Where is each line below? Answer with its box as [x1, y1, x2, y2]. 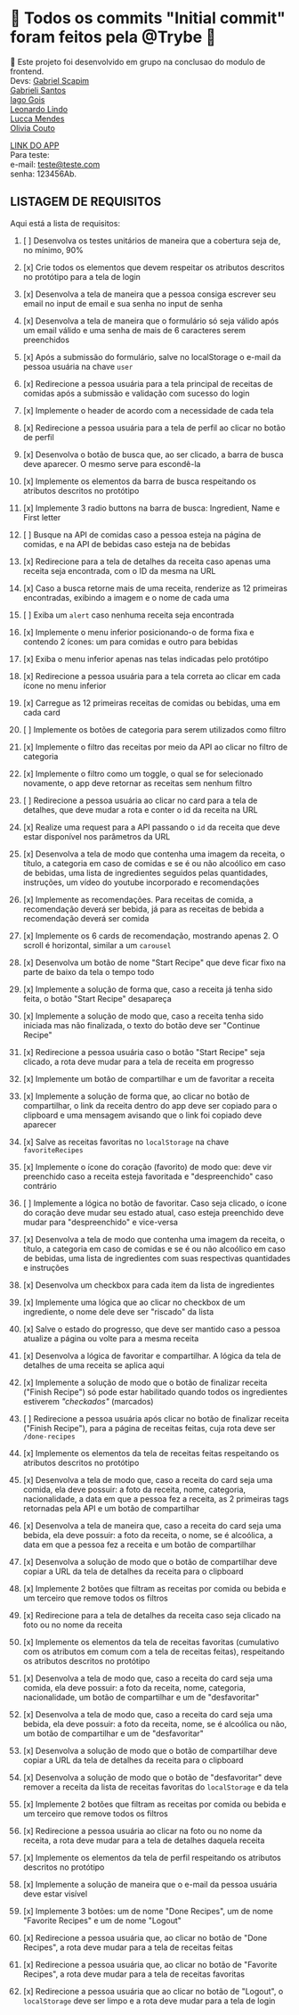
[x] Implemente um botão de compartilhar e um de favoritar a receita [22, 1073, 275, 1084]
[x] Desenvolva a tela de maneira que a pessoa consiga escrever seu [22, 289, 277, 299]
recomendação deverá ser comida [22, 913, 149, 923]
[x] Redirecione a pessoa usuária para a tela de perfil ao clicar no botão [22, 422, 286, 433]
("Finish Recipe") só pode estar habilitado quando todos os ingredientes [22, 1386, 288, 1397]
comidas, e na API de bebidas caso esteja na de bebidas [22, 538, 230, 549]
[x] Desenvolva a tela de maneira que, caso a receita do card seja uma [22, 1519, 282, 1531]
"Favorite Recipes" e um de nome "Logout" [22, 1915, 182, 1926]
